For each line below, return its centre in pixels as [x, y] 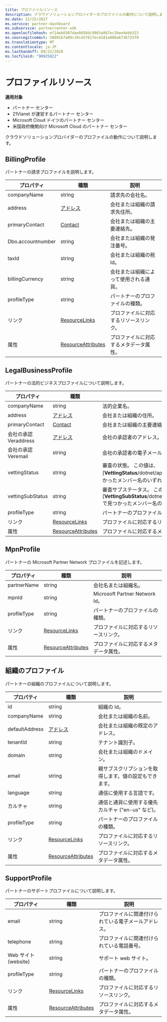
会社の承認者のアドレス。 [132, 437]
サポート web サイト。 [125, 958]
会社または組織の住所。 [130, 415]
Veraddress [21, 440]
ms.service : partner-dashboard [38, 24]
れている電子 [114, 922]
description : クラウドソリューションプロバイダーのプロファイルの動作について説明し [82, 14]
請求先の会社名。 [130, 195]
